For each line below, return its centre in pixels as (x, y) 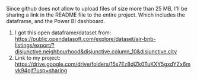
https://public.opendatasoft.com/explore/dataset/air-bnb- (85, 39)
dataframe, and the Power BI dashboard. (56, 21)
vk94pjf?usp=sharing (41, 70)
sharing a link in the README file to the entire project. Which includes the (96, 15)
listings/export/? (34, 45)
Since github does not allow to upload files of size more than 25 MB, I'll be (97, 9)
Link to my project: (37, 58)
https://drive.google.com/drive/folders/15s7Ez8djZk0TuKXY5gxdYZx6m (103, 64)
